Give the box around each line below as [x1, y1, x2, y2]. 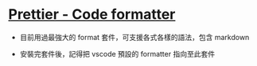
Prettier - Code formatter [8, 5, 176, 24]
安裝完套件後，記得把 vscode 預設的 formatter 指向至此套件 [19, 49, 216, 58]
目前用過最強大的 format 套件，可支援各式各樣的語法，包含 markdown [19, 32, 250, 42]
